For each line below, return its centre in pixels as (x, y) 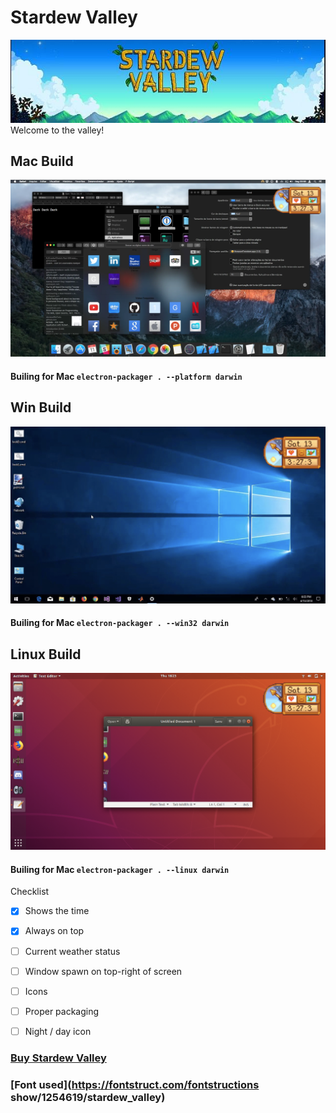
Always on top (54, 931)
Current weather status (72, 951)
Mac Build (42, 161)
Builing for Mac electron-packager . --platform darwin (126, 376)
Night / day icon (58, 1031)
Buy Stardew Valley (58, 1058)
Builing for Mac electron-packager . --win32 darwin (120, 623)
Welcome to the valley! (57, 130)
